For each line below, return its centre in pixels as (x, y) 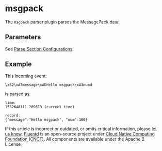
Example (18, 64)
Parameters (23, 37)
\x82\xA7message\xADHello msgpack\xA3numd (49, 85)
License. (14, 144)
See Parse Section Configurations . (40, 49)
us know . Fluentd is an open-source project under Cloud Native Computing (80, 134)
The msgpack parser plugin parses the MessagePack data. (62, 22)
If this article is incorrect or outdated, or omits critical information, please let (81, 129)
